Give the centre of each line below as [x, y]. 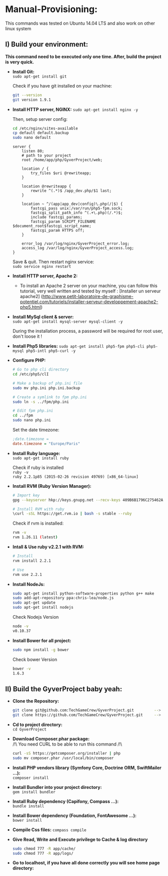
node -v [20, 626]
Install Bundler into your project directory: [57, 787]
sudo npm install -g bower [41, 650]
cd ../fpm [23, 416]
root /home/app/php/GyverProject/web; [62, 160]
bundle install [28, 806]
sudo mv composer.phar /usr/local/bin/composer [63, 758]
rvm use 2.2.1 [27, 574]
